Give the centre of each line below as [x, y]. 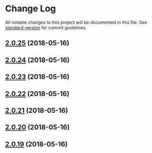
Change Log [30, 9]
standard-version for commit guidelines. [46, 27]
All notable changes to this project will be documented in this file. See [76, 22]
